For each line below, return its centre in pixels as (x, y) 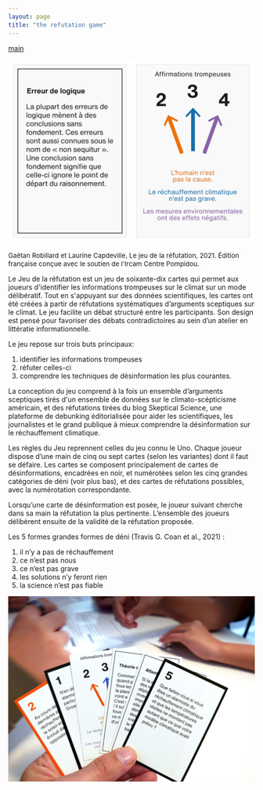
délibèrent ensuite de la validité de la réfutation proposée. (101, 521)
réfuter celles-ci (45, 367)
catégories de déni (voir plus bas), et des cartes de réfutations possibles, (126, 481)
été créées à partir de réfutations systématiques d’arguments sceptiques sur (131, 304)
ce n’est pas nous (48, 560)
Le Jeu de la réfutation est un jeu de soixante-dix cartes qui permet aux (124, 279)
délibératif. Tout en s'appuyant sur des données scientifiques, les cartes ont (131, 295)
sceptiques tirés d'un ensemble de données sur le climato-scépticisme (122, 399)
